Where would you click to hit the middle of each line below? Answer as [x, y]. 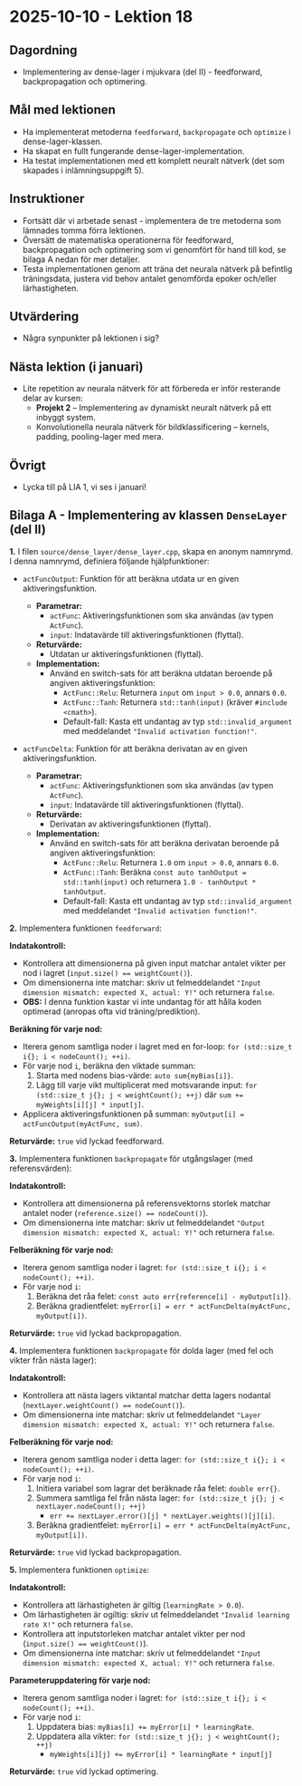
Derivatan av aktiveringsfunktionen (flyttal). [130, 824]
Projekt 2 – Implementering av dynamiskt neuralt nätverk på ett [154, 408]
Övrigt [28, 465]
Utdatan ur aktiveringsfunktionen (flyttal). [127, 653]
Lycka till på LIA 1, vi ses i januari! [84, 488]
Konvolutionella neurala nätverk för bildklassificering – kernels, [152, 427]
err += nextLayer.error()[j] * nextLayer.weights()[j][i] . [162, 1515]
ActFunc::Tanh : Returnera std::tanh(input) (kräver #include [175, 702]
